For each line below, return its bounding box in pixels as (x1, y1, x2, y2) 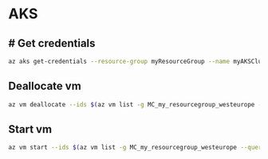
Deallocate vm (8, 79, 81, 93)
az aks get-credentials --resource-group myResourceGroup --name (8, 57, 230, 65)
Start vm (8, 122, 53, 136)
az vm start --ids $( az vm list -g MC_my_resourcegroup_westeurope (8, 144, 238, 152)
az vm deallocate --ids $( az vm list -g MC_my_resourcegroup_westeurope (8, 100, 255, 108)
